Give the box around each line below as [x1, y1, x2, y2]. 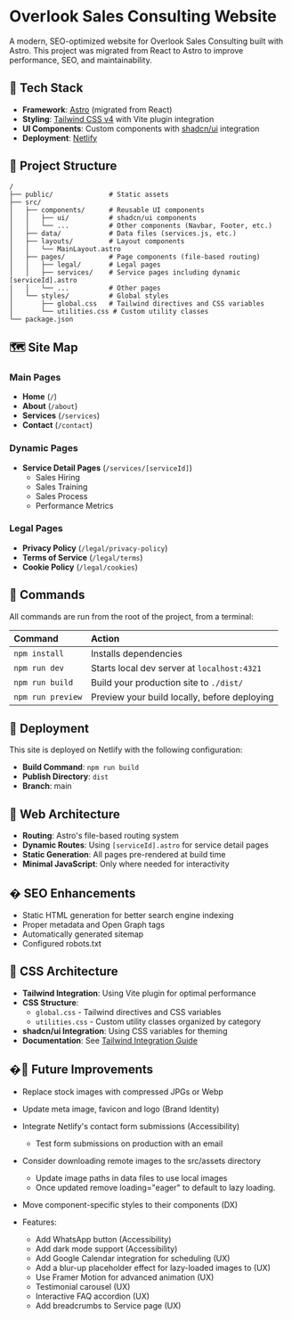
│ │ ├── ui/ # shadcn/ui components [9, 213, 198, 222]
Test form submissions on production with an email [35, 1138, 223, 1149]
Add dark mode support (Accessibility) [35, 1243, 178, 1254]
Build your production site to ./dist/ [90, 676, 243, 688]
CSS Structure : [21, 996, 79, 1008]
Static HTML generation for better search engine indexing [21, 910, 234, 921]
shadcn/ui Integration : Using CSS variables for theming [21, 1025, 228, 1036]
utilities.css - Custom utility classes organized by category [35, 1016, 261, 1027]
